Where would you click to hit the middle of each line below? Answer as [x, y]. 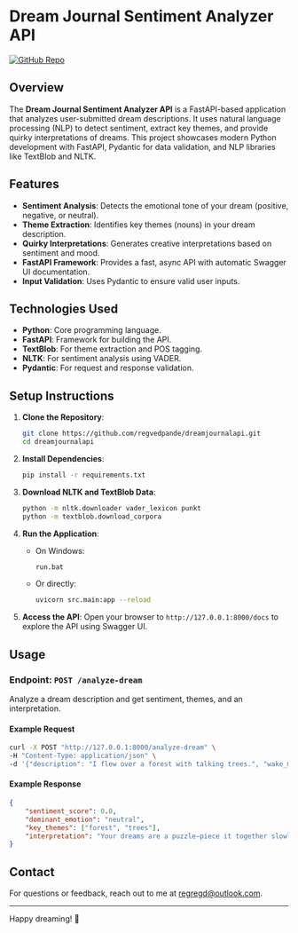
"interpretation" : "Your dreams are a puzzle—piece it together [146, 836]
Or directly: [56, 584]
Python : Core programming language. [91, 330]
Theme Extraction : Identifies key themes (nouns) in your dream [138, 225]
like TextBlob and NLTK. [53, 156]
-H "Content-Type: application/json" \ [83, 756]
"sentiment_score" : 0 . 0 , [71, 811]
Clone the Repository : [63, 417]
